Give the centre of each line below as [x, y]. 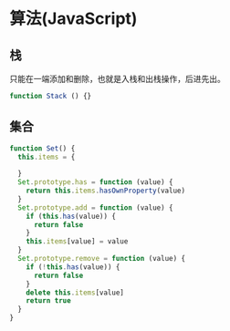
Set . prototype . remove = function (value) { [101, 259]
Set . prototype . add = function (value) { [95, 207]
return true [48, 301]
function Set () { [42, 148]
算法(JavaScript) [73, 19]
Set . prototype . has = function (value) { [95, 182]
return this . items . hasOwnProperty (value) [105, 191]
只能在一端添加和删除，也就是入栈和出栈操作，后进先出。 [117, 79]
